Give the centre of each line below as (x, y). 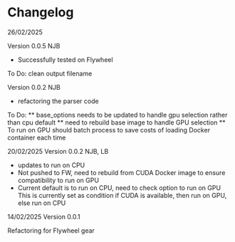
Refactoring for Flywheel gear (51, 230)
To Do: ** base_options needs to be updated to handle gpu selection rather (117, 115)
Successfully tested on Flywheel (65, 59)
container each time (37, 137)
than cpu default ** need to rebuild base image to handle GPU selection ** (116, 122)
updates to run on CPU (51, 165)
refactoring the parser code (58, 101)
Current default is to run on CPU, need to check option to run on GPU (119, 188)
